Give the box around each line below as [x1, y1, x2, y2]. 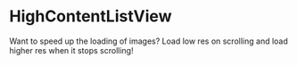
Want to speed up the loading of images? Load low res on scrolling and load [9, 36, 288, 46]
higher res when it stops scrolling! [9, 45, 134, 55]
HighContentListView [9, 6, 172, 27]
